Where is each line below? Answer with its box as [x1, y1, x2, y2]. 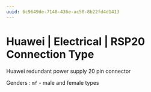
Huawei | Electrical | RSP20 [6, 34, 146, 48]
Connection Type [6, 48, 94, 61]
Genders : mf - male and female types [6, 79, 99, 86]
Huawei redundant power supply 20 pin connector [6, 67, 131, 75]
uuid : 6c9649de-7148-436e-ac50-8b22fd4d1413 [6, 8, 120, 15]
